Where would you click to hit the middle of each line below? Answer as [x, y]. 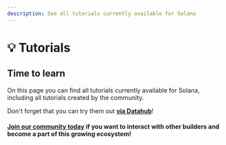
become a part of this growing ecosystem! [69, 134]
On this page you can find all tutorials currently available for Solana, [104, 90]
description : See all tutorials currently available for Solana [102, 13]
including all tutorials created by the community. [76, 97]
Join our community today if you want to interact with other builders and [113, 127]
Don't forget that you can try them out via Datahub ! [81, 110]
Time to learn [36, 74]
